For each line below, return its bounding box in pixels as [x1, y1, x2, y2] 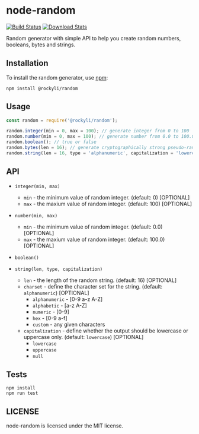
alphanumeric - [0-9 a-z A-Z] [32, 295, 103, 303]
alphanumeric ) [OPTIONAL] [23, 289, 90, 296]
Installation [6, 58, 49, 68]
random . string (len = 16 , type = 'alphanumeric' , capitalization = [6, 150, 174, 156]
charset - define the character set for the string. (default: [23, 283, 163, 290]
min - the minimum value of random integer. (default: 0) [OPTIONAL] [23, 194, 190, 201]
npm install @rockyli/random [6, 85, 78, 91]
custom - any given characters [32, 321, 105, 328]
